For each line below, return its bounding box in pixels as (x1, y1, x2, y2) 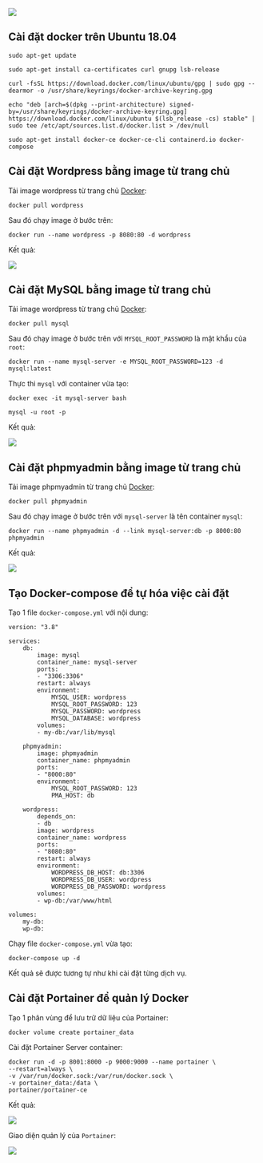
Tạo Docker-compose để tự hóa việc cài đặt (8, 586, 229, 600)
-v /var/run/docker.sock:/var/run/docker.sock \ (8, 1072, 173, 1080)
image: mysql (37, 652, 81, 660)
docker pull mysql (8, 320, 70, 328)
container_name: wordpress (37, 834, 127, 842)
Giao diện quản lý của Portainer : (8, 1130, 117, 1140)
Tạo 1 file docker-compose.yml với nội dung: (8, 608, 149, 617)
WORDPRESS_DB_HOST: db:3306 (50, 869, 145, 877)
